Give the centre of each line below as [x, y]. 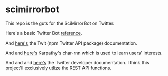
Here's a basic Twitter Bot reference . [44, 33]
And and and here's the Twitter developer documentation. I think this [77, 62]
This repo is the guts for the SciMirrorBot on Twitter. [60, 23]
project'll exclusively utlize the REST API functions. [59, 68]
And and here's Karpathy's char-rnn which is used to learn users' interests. [84, 53]
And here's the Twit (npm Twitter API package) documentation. [71, 43]
